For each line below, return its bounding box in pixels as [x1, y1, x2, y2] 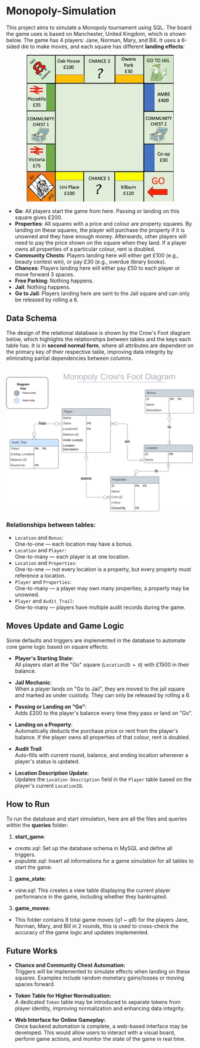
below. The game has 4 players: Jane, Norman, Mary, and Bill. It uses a [6, 36, 180, 43]
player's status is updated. [14, 758, 80, 765]
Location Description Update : [14, 769, 89, 776]
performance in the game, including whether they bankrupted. [14, 892, 168, 900]
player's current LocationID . [14, 782, 84, 789]
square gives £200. [14, 213, 62, 221]
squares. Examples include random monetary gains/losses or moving [14, 974, 185, 981]
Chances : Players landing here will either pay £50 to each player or [14, 264, 180, 272]
